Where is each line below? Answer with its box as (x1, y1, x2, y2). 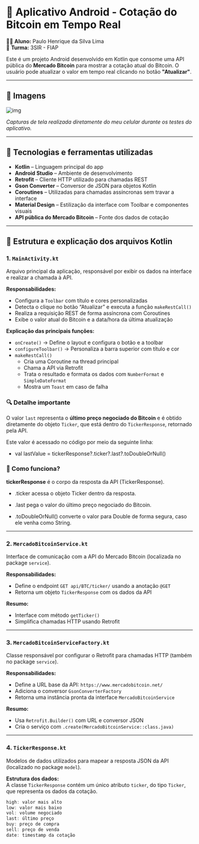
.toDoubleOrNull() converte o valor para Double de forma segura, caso (14, 512, 187, 519)
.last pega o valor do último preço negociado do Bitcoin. (14, 501, 152, 508)
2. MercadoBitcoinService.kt (6, 539, 88, 547)
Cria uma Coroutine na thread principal (23, 358, 119, 365)
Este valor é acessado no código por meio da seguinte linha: (6, 438, 154, 445)
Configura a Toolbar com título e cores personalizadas (14, 297, 148, 304)
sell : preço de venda (6, 827, 60, 833)
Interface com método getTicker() (14, 612, 100, 619)
